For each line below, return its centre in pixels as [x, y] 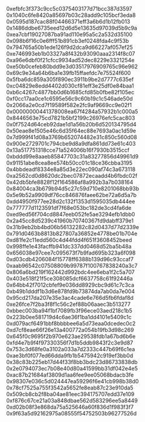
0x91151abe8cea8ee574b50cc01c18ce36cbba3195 [69, 163]
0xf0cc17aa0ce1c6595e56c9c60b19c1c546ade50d [69, 99]
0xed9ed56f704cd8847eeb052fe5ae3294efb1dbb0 [71, 214]
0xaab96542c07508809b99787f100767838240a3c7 [72, 266]
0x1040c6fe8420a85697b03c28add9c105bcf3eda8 [71, 15]
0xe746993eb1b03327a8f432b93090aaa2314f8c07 [71, 54]
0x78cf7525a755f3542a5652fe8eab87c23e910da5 [70, 388]
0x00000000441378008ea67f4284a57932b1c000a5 [72, 112]
